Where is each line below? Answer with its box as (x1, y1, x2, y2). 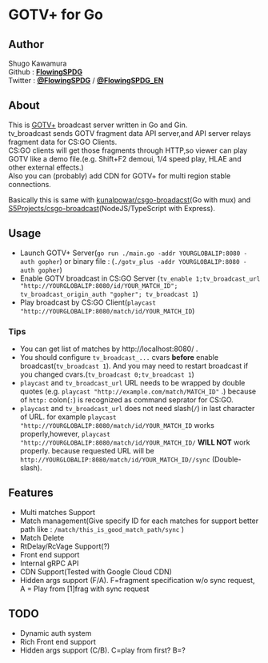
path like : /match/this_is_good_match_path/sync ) (19, 524, 184, 533)
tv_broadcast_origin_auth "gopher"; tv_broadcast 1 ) (19, 289, 198, 298)
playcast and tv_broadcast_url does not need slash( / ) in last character (19, 403, 255, 413)
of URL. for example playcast (19, 412, 117, 421)
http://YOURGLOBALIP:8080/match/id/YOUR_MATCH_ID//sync (19, 456, 210, 464)
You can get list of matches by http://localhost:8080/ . (19, 344, 198, 353)
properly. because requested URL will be (19, 445, 154, 455)
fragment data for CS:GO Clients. (8, 137, 118, 146)
